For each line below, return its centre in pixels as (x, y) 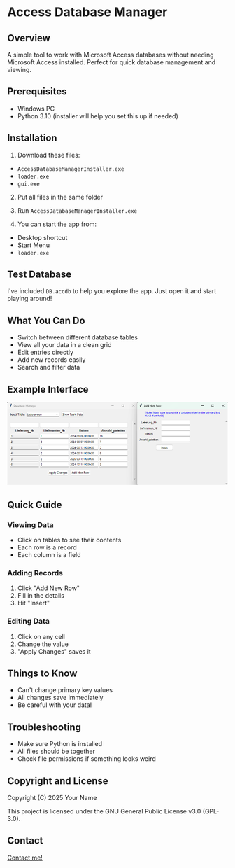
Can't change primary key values (65, 690)
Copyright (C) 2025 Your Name (52, 797)
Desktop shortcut (42, 237)
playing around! (30, 299)
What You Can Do (46, 320)
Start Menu (34, 245)
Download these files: (49, 155)
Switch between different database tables (78, 337)
